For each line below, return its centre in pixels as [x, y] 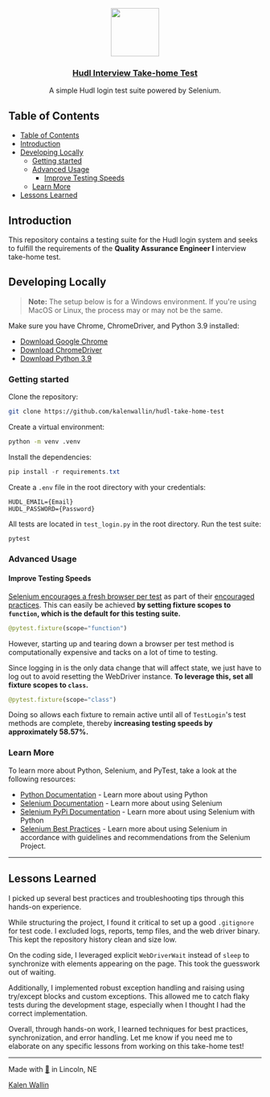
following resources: [42, 779]
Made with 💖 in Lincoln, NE [53, 1069]
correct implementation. [48, 1013]
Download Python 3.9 [56, 358]
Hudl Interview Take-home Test [135, 72]
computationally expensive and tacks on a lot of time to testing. [113, 652]
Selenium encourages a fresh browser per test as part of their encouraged [131, 596]
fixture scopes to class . [49, 685]
